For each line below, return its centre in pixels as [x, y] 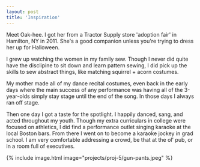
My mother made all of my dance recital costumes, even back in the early [97, 83]
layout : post [23, 12]
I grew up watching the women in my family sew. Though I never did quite [97, 59]
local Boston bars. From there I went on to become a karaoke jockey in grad [100, 133]
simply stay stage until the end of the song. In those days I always [112, 96]
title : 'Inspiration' [33, 17]
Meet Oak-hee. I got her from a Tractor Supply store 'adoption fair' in [92, 34]
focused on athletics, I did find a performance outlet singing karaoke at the [98, 127]
